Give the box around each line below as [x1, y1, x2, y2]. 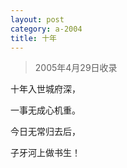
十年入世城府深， [10, 83, 81, 95]
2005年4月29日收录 [34, 62, 118, 74]
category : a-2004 [10, 24, 83, 34]
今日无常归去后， [10, 126, 81, 138]
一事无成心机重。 [10, 104, 81, 116]
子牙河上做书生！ [10, 147, 81, 159]
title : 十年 [10, 33, 57, 43]
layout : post [10, 14, 65, 25]
